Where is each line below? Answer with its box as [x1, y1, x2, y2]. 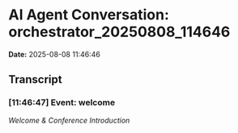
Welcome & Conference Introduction [8, 115, 130, 125]
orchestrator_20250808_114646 [8, 23, 231, 41]
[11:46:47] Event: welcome [8, 97, 116, 108]
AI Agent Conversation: [8, 6, 170, 24]
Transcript [8, 73, 62, 86]
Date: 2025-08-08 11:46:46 [8, 49, 101, 59]
